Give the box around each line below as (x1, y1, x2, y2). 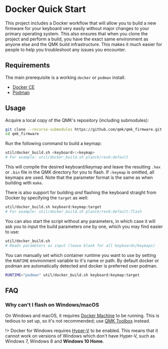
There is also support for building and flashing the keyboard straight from (5, 189, 156, 195)
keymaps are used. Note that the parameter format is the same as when (5, 174, 153, 180)
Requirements (5, 61, 50, 69)
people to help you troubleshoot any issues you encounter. (5, 46, 126, 52)
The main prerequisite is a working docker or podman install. (5, 74, 126, 80)
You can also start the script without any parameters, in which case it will (5, 218, 156, 224)
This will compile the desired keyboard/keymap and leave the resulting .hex (5, 164, 161, 170)
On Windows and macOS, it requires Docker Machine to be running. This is (5, 312, 159, 318)
